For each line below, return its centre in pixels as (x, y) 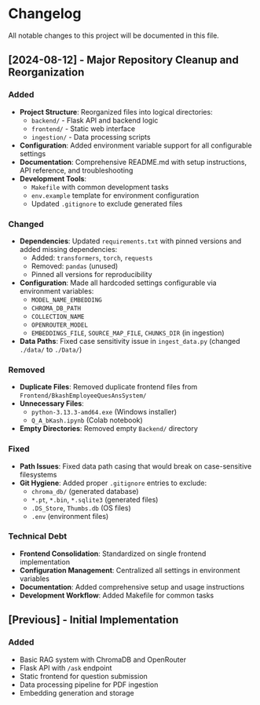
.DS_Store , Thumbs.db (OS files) (81, 508)
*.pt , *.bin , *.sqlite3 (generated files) (95, 499)
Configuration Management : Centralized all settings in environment (130, 570)
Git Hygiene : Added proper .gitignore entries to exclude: (113, 483)
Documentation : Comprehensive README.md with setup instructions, (133, 162)
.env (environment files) (70, 516)
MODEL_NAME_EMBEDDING (66, 300)
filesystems (38, 474)
